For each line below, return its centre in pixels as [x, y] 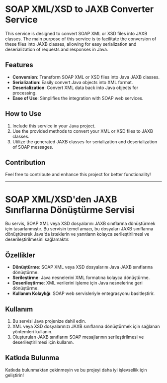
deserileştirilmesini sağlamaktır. [37, 239]
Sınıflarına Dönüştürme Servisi [70, 210]
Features [19, 65]
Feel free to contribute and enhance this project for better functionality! [78, 175]
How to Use [23, 114]
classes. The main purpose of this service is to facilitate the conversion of [81, 39]
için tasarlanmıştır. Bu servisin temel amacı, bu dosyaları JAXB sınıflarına [79, 229]
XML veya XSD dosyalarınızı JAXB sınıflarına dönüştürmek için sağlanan [86, 326]
